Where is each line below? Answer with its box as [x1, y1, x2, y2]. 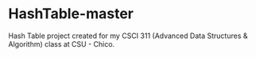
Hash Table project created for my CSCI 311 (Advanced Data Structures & [8, 31, 248, 40]
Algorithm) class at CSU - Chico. [8, 39, 115, 48]
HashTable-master [8, 5, 134, 23]
